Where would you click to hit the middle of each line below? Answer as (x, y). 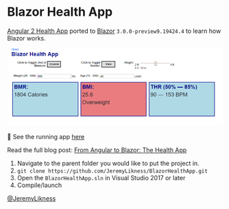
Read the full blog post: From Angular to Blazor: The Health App (97, 150)
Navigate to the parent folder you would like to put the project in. (108, 163)
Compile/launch (39, 185)
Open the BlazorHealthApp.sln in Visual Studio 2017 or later (101, 177)
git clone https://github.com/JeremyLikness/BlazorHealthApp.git (112, 171)
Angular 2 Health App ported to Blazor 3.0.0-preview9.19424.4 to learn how (114, 31)
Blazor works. (26, 38)
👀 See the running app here (46, 136)
